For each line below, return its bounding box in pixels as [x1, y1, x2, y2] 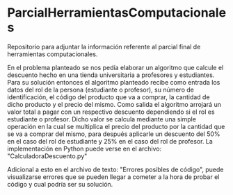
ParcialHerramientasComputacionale [7, 5, 227, 21]
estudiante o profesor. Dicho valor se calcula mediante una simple [7, 115, 197, 123]
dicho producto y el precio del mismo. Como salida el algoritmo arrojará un [7, 100, 221, 108]
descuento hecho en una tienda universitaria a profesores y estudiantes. [7, 71, 215, 79]
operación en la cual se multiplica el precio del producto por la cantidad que [7, 122, 225, 130]
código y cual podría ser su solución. [7, 180, 113, 188]
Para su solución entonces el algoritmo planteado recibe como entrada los [7, 78, 220, 86]
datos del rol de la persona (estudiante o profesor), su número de [7, 85, 195, 94]
